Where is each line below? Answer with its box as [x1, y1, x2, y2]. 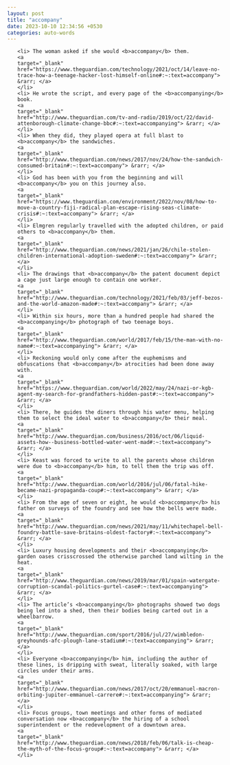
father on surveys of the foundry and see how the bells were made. [16, 505, 218, 512]
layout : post [7, 10, 45, 17]
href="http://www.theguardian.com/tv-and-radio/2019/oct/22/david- [16, 114, 214, 121]
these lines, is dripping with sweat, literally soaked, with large [16, 661, 218, 669]
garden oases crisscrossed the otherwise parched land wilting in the [16, 553, 224, 560]
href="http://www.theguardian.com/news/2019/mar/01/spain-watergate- [16, 577, 221, 584]
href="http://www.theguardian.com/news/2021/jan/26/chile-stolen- [16, 247, 211, 254]
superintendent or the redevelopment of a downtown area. [16, 722, 187, 729]
